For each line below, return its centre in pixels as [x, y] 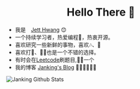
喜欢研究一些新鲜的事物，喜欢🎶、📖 [58, 44]
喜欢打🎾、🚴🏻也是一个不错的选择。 [57, 52]
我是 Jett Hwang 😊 [41, 29]
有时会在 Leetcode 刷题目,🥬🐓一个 [55, 60]
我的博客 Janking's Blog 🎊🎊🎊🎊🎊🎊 [56, 67]
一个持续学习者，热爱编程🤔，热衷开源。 [64, 37]
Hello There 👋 [101, 12]
